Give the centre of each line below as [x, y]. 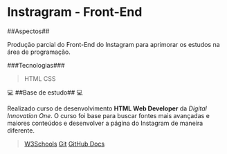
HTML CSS [40, 78]
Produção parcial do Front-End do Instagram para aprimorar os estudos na [113, 44]
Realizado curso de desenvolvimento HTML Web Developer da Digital [107, 108]
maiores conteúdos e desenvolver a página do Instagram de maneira [105, 123]
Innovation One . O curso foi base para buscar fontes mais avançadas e [108, 115]
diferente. [21, 130]
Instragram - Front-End [75, 12]
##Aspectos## [28, 31]
